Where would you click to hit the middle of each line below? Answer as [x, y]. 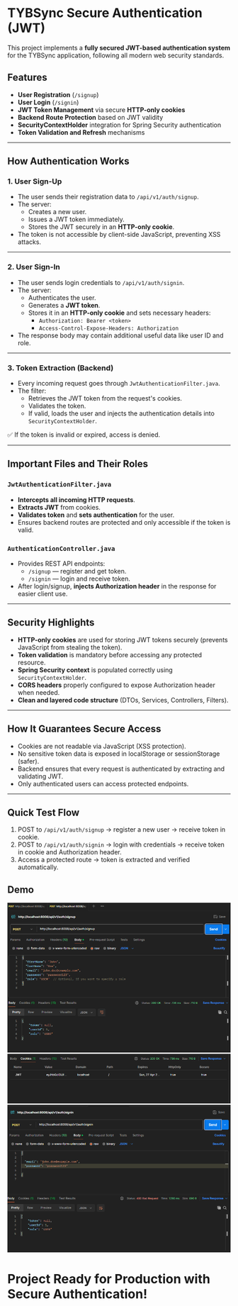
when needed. [39, 692]
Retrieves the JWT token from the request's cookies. [105, 398]
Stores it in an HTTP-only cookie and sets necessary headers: [119, 313]
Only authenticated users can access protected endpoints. [103, 783]
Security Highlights [51, 623]
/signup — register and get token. [77, 571]
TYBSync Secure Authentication [105, 13]
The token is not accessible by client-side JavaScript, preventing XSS [119, 235]
